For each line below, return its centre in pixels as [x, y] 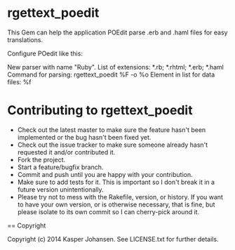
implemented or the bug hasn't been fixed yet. [84, 137]
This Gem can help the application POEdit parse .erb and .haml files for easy [117, 32]
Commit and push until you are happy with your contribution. [105, 174]
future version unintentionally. [60, 189]
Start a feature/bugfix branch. [60, 167]
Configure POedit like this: [45, 53]
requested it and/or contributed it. [66, 152]
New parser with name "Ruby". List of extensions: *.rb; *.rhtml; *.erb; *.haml [116, 67]
